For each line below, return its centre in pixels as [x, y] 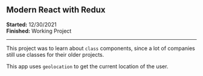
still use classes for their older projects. [55, 54]
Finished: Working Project [39, 31]
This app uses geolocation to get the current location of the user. [87, 66]
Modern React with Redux [56, 10]
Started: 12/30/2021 [31, 24]
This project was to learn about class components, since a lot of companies [101, 48]
